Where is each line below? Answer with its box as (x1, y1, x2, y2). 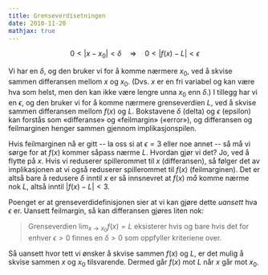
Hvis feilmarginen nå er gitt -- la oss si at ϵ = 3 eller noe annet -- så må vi (8, 138, 251, 149)
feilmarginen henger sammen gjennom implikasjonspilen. (8, 123, 197, 133)
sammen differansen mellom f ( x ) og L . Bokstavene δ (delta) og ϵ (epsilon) (8, 106, 251, 116)
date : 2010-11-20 (8, 19, 67, 27)
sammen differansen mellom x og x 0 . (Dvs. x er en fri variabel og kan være (8, 76, 255, 88)
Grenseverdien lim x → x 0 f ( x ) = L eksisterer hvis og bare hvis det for (27, 221, 250, 234)
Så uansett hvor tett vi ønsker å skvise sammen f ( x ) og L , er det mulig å (8, 248, 244, 258)
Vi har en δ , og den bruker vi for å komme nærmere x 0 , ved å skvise (8, 66, 233, 77)
